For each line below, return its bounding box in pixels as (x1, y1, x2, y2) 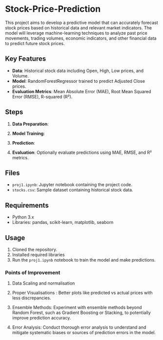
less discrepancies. (12, 295, 51, 301)
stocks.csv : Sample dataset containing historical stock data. (12, 187, 133, 193)
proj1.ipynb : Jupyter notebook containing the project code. (12, 182, 133, 188)
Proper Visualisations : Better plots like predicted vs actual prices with (12, 290, 153, 296)
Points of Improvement (5, 269, 61, 276)
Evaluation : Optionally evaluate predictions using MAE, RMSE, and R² (12, 149, 152, 155)
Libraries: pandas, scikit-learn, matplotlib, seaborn (12, 219, 114, 225)
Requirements (5, 201, 49, 209)
